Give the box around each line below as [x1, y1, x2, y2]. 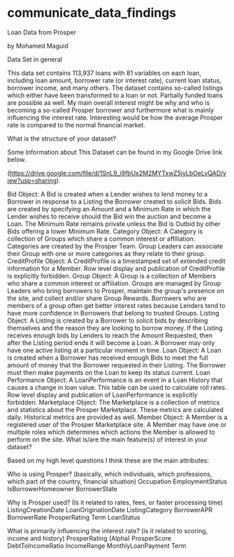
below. [7, 155, 27, 164]
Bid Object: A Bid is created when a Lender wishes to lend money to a [7, 190, 208, 198]
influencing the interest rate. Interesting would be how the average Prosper [7, 113, 224, 122]
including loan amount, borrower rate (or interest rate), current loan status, [7, 76, 222, 85]
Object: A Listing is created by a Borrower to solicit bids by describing [7, 316, 208, 325]
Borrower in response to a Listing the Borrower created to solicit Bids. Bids [7, 197, 222, 206]
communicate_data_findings [7, 5, 177, 21]
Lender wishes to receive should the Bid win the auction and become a [7, 212, 212, 220]
